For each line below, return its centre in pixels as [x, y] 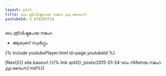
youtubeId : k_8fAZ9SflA [30, 19]
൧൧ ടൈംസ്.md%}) [25, 68]
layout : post [19, 10]
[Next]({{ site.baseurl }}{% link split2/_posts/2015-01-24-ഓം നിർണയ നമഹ [83, 63]
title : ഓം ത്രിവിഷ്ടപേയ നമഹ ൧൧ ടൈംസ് [46, 14]
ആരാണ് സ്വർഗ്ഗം [30, 43]
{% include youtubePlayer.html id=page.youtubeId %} [60, 53]
